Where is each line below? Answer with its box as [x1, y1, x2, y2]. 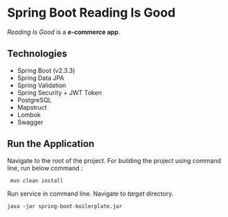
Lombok [17, 110, 42, 119]
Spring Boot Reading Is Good [7, 5, 176, 21]
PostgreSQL [17, 96, 52, 104]
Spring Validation [17, 81, 67, 89]
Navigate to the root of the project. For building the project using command [7, 156, 222, 164]
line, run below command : [7, 164, 83, 172]
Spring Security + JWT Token [17, 88, 102, 96]
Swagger [17, 118, 44, 126]
